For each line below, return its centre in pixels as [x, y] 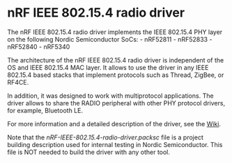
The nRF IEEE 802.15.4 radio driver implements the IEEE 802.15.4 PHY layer [115, 32]
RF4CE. [18, 82]
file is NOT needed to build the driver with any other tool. [89, 152]
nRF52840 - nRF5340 [39, 46]
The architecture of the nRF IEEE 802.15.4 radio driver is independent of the [116, 60]
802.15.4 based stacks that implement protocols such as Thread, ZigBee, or [116, 75]
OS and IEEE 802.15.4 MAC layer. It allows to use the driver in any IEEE [108, 67]
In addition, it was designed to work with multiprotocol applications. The [110, 96]
